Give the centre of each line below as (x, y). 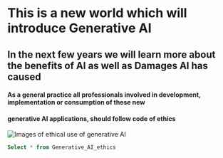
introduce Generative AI (79, 28)
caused (24, 77)
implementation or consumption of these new (77, 102)
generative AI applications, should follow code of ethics (92, 118)
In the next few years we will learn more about (111, 54)
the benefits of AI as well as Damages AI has (108, 65)
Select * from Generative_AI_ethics (62, 147)
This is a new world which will (97, 13)
